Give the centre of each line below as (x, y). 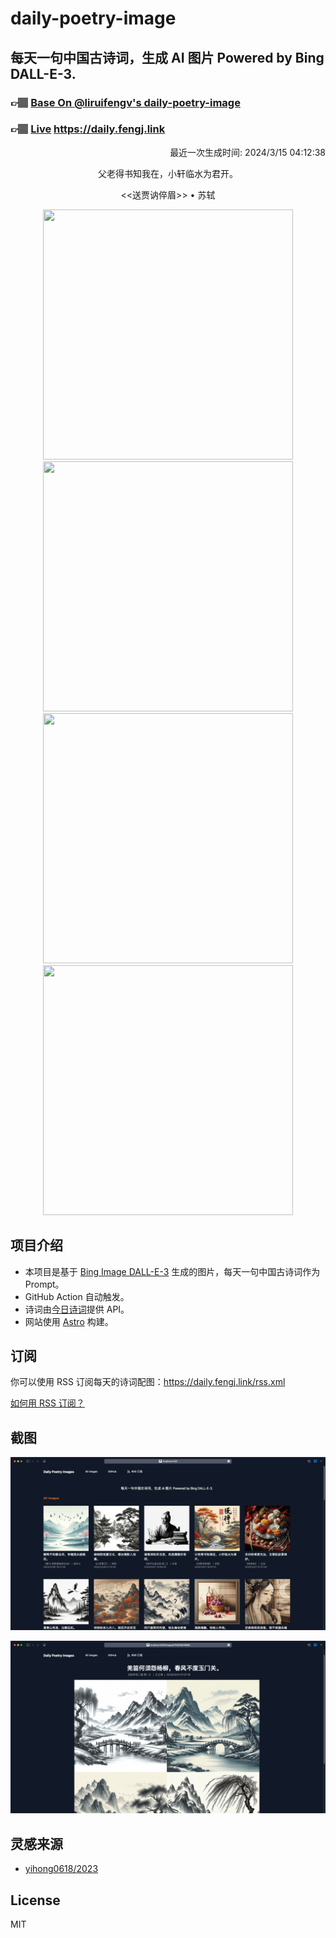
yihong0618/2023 (61, 1869)
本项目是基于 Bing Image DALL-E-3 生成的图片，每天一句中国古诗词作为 (172, 1271)
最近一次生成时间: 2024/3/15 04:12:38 (247, 152)
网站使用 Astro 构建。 (69, 1321)
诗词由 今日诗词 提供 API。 (77, 1309)
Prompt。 (44, 1284)
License (35, 1900)
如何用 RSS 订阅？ (47, 1403)
